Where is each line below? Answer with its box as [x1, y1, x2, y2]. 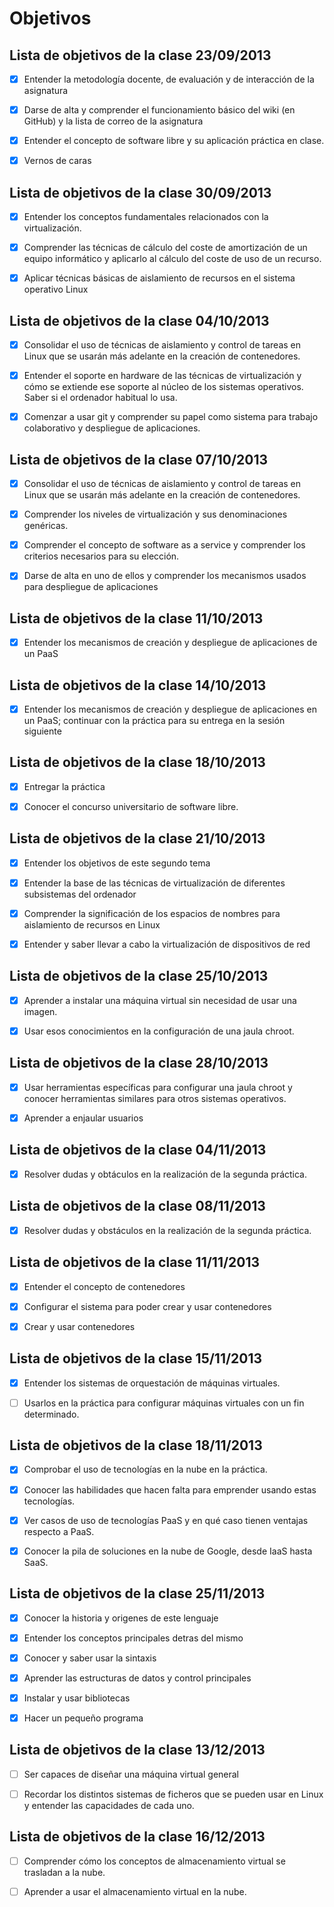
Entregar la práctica [23, 780, 106, 792]
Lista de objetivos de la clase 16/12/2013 [9, 1828, 266, 1846]
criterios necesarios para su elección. [23, 550, 180, 562]
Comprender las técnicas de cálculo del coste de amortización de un [23, 242, 308, 254]
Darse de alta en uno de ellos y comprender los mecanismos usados [23, 570, 307, 582]
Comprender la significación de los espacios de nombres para [23, 907, 281, 919]
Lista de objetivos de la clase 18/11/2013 [9, 1437, 263, 1454]
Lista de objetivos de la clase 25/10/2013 [9, 968, 269, 985]
